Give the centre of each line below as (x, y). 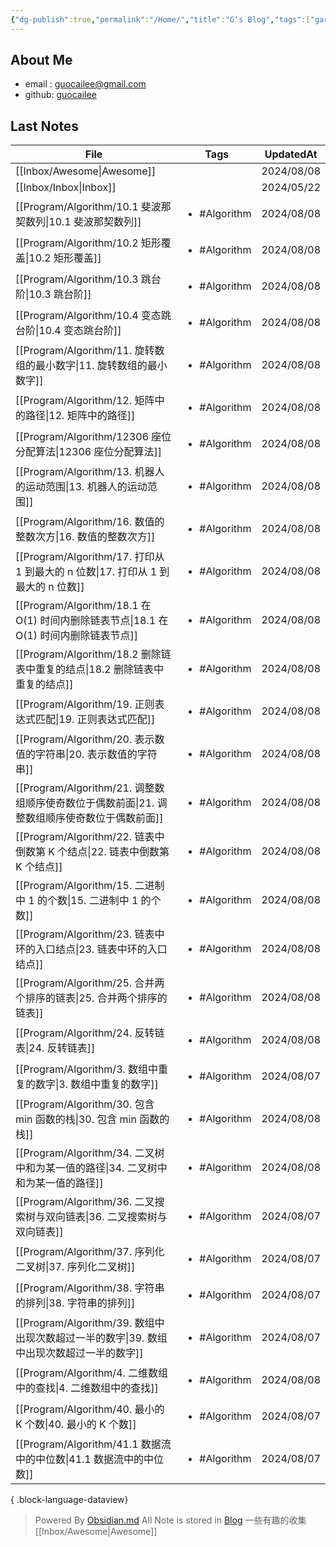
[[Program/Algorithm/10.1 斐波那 (93, 207)
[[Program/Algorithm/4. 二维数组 (92, 1373)
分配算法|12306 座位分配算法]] (88, 452)
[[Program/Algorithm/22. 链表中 (90, 837)
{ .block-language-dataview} (69, 1500)
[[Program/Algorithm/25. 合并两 (90, 983)
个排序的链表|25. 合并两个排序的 (91, 998)
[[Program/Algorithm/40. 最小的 (90, 1409)
